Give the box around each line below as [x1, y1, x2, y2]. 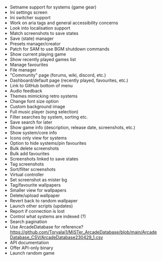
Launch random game [9, 250, 55, 256]
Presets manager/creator [9, 41, 61, 46]
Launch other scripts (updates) [9, 203, 73, 209]
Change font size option [9, 98, 59, 104]
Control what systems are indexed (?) [9, 214, 86, 219]
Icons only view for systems [9, 135, 67, 141]
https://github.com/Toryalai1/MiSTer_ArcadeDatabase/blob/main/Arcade [9, 229, 157, 235]
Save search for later [9, 119, 53, 125]
